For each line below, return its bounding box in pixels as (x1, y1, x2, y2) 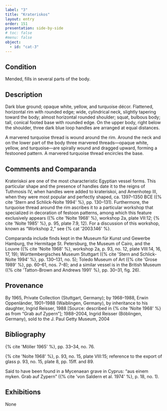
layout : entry (5, 16, 35, 21)
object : (5, 40, 21, 45)
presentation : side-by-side (5, 26, 64, 31)
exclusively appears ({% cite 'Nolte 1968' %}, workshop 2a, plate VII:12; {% (5, 215, 160, 221)
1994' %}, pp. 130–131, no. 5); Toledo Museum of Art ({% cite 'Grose (17, 257, 158, 263)
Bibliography (5, 330, 46, 339)
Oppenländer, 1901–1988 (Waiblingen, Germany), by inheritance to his (5, 300, 148, 306)
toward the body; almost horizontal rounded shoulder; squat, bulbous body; (5, 114, 161, 120)
